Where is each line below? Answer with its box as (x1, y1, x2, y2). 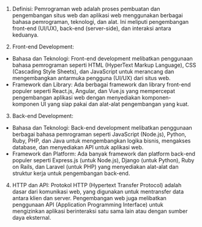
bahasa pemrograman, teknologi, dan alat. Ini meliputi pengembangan (12, 18, 189, 25)
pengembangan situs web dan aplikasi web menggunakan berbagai (12, 12, 183, 19)
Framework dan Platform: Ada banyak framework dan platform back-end (12, 150, 196, 157)
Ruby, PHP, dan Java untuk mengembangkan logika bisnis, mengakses (12, 137, 191, 144)
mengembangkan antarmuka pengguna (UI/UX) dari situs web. (12, 75, 171, 81)
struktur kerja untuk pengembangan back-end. (12, 169, 130, 177)
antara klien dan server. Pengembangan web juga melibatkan (12, 195, 167, 201)
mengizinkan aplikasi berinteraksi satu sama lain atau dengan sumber (12, 207, 188, 215)
